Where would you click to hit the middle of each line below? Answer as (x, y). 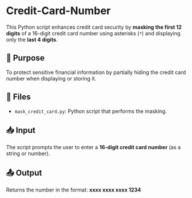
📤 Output (24, 172)
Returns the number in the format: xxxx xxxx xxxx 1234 (74, 190)
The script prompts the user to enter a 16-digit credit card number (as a (93, 147)
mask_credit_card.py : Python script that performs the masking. (91, 111)
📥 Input (21, 130)
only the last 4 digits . (32, 39)
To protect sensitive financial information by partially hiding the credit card (96, 72)
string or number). (28, 153)
